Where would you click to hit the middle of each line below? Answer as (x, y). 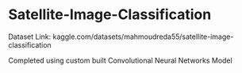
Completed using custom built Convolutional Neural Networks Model (120, 60)
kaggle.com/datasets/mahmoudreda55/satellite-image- (143, 36)
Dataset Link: (30, 36)
